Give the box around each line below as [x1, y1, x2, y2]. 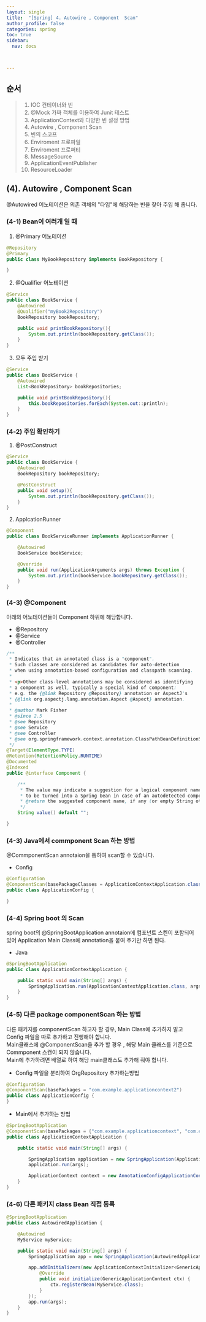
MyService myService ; [17, 1237, 72, 1243]
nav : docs [12, 44, 37, 50]
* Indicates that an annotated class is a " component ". [9, 656, 155, 663]
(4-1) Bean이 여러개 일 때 [6, 217, 78, 226]
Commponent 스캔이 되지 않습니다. [6, 1048, 92, 1056]
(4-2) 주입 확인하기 [6, 428, 60, 436]
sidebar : [6, 37, 29, 44]
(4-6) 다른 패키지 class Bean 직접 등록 [6, 1200, 115, 1209]
